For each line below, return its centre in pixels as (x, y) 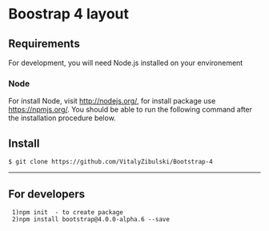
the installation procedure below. (62, 118)
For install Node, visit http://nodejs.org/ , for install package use (112, 101)
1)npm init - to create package (68, 212)
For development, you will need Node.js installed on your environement (126, 63)
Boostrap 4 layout (69, 14)
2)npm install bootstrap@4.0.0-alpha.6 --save (91, 219)
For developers (47, 194)
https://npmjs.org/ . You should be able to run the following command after (130, 110)
